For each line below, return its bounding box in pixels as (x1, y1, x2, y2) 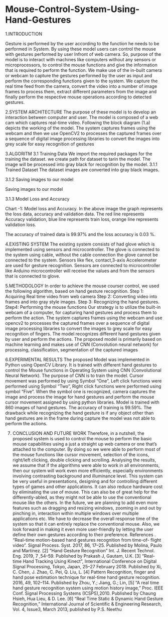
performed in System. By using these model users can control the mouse (5, 46, 156, 52)
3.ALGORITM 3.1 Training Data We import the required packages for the (5, 151, 153, 157)
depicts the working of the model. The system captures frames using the (5, 125, 156, 131)
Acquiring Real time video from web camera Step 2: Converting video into (5, 293, 157, 299)
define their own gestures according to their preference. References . (12, 531, 156, 538)
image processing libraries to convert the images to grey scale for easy (5, 325, 152, 331)
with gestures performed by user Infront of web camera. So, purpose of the (5, 51, 161, 57)
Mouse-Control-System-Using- (5, 4, 140, 15)
